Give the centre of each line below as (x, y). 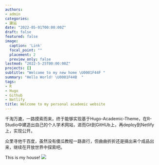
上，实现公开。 (20, 131)
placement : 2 (23, 55)
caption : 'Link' (26, 46)
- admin (13, 14)
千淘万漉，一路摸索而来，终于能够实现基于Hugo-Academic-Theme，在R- (79, 119)
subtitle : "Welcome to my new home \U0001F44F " (55, 73)
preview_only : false (30, 59)
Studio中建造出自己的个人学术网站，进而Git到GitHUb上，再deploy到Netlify (80, 125)
